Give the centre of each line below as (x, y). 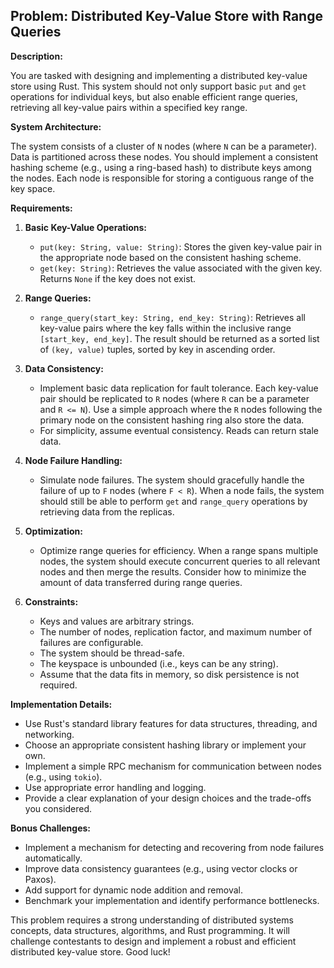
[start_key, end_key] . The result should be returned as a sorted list (179, 338)
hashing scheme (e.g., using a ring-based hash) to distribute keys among (161, 167)
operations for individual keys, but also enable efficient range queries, (154, 96)
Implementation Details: (61, 704)
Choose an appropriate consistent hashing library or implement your (165, 745)
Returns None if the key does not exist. (118, 278)
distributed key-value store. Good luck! (90, 951)
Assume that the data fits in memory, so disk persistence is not (169, 674)
